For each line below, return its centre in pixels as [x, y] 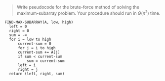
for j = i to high [37, 48]
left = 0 [18, 27]
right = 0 [19, 31]
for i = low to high [30, 39]
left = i [27, 65]
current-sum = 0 [34, 44]
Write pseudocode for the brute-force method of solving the [78, 7]
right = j [28, 69]
